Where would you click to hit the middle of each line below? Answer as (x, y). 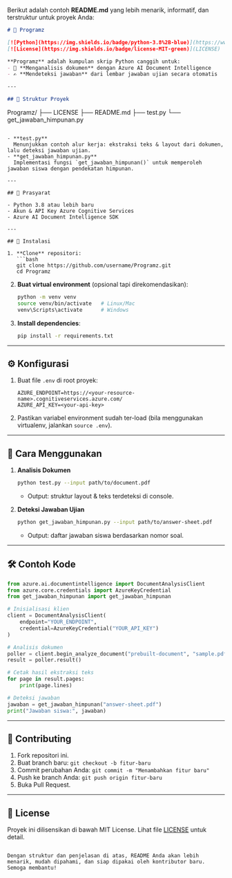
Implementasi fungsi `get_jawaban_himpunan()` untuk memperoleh (108, 162)
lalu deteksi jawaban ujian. (49, 151)
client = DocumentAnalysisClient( (57, 616)
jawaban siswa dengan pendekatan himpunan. (71, 169)
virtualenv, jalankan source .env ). (65, 425)
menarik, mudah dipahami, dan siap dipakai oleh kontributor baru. (106, 862)
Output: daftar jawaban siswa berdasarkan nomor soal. (106, 535)
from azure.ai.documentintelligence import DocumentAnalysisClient (106, 583)
